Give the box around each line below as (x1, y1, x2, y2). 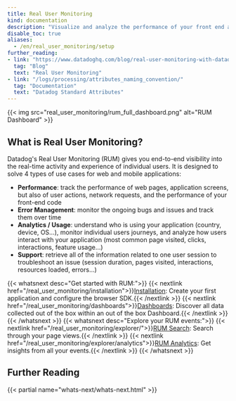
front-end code (17, 198, 62, 206)
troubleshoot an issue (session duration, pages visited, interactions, (17, 257, 214, 266)
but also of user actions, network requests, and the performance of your (17, 191, 227, 199)
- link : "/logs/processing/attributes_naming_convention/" (7, 75, 184, 83)
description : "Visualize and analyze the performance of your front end (7, 23, 225, 30)
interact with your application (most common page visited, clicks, (17, 235, 206, 243)
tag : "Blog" (13, 63, 49, 70)
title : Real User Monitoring (7, 10, 93, 18)
